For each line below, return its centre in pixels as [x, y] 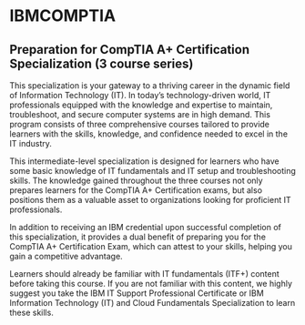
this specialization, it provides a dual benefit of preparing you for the [138, 237]
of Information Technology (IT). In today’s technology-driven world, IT [140, 95]
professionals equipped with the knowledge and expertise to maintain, [141, 105]
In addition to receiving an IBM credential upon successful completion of [146, 227]
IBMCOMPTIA [63, 16]
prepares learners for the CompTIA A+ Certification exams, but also [136, 190]
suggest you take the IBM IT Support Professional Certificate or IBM [137, 293]
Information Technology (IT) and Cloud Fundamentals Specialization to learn [152, 303]
